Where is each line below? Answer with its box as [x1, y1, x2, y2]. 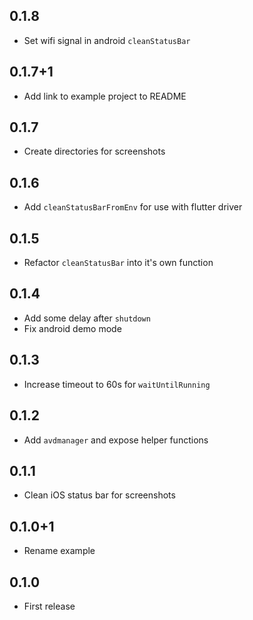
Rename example [23, 545, 96, 557]
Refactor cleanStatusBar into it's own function [23, 257, 214, 269]
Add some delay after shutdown [23, 312, 151, 324]
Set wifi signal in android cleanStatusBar [23, 34, 191, 46]
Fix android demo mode [23, 322, 122, 334]
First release [23, 600, 76, 612]
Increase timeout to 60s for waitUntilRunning [23, 378, 211, 390]
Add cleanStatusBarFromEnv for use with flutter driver [23, 201, 243, 213]
